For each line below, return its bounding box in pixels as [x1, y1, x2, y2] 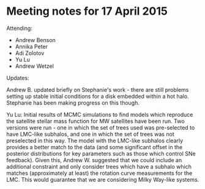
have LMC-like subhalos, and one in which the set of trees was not [6, 130, 174, 138]
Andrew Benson [15, 36, 56, 43]
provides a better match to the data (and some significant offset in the [6, 143, 183, 150]
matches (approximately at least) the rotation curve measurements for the [6, 169, 193, 177]
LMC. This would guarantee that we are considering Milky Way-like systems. [6, 176, 199, 183]
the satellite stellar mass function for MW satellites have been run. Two [6, 117, 185, 125]
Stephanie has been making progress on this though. [6, 99, 140, 106]
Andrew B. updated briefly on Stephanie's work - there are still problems [6, 86, 189, 93]
